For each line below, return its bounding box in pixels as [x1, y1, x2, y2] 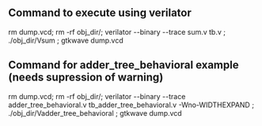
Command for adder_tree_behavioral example [8, 58, 239, 72]
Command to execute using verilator [8, 6, 192, 20]
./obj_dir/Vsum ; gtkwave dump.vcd [8, 35, 124, 45]
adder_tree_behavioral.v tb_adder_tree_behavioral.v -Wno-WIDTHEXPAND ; [8, 100, 255, 109]
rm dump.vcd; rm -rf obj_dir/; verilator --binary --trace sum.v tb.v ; [8, 27, 226, 36]
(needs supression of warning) [8, 71, 164, 84]
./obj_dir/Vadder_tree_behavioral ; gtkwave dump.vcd [8, 108, 182, 117]
